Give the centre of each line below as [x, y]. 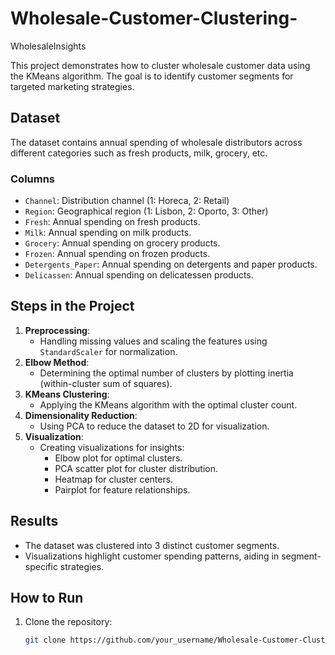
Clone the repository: [68, 622]
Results [34, 521]
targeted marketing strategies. [72, 86]
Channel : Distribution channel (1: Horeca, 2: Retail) [127, 201]
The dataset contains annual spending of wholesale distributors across [156, 142]
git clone [45, 640]
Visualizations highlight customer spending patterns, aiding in [152, 556]
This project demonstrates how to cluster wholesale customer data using [160, 65]
